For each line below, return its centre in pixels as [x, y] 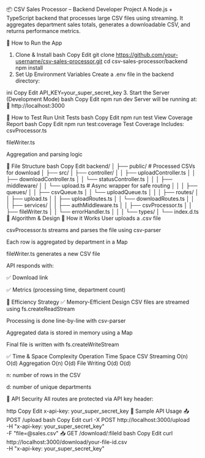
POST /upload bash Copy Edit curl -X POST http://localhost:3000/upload [98, 420]
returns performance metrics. [43, 31]
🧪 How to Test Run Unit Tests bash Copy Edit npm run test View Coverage [99, 118]
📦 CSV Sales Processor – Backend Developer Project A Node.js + [90, 9]
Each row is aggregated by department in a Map [67, 242]
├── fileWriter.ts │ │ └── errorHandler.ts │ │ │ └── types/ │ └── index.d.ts [102, 212]
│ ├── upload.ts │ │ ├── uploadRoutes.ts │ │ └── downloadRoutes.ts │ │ [100, 199]
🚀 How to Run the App [34, 43]
